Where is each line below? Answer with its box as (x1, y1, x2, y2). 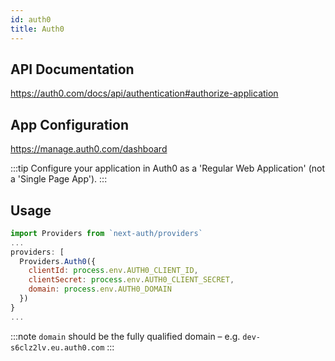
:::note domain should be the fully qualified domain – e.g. (10, 330, 241, 342)
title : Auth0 (10, 24, 65, 34)
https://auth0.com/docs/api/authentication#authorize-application (10, 87, 279, 100)
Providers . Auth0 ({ (19, 256, 97, 266)
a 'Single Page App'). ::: (10, 173, 108, 185)
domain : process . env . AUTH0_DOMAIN (28, 284, 172, 295)
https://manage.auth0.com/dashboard (10, 143, 168, 155)
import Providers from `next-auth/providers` (10, 228, 203, 238)
